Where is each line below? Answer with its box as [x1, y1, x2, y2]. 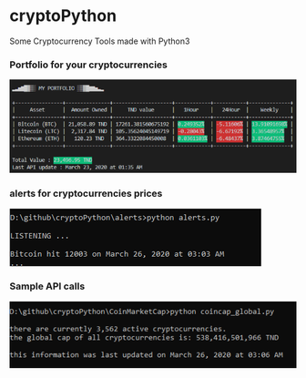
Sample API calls [9, 280, 86, 292]
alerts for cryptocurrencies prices [9, 188, 163, 200]
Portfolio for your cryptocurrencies [9, 58, 168, 71]
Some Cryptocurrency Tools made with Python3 [9, 36, 190, 46]
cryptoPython [9, 5, 117, 26]
